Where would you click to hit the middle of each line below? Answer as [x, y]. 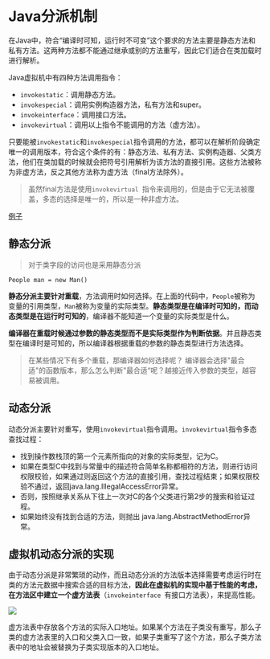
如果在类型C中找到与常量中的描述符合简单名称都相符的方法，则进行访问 [139, 466]
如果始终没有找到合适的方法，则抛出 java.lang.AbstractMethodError [131, 516]
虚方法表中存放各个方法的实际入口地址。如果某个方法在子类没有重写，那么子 [135, 627]
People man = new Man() [48, 280]
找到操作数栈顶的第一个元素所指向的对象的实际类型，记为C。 [121, 456]
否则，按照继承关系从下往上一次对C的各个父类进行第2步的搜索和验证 [134, 496]
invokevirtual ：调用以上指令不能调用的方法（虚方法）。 [112, 125]
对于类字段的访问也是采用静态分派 [84, 264]
